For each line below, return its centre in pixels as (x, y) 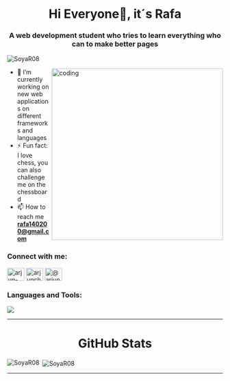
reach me (30, 217)
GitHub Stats (115, 344)
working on (33, 87)
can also (29, 170)
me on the (31, 185)
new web (30, 94)
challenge (31, 177)
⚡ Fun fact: (32, 146)
